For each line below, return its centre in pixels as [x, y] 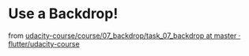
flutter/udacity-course [44, 43]
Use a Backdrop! [63, 14]
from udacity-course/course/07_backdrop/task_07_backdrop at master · [124, 35]
